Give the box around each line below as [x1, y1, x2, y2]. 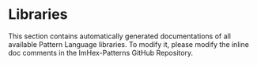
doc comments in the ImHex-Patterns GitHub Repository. [8, 48, 194, 57]
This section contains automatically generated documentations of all [8, 31, 232, 41]
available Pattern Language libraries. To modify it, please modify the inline [8, 39, 249, 49]
